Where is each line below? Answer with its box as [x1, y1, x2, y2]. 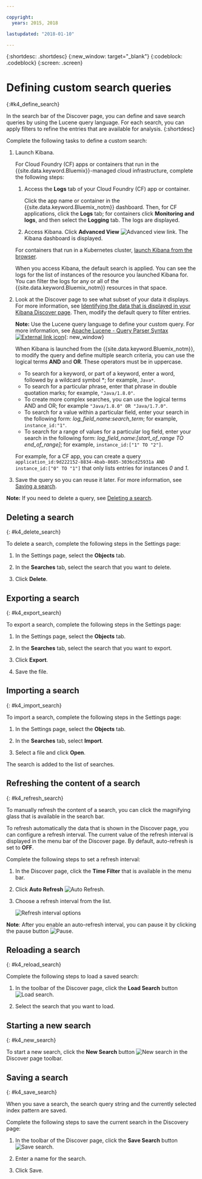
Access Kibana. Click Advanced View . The [24, 229, 189, 236]
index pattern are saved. [6, 1107, 67, 1114]
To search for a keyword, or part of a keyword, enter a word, [24, 370, 175, 377]
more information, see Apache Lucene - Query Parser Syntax [15, 327, 169, 334]
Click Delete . [15, 576, 48, 583]
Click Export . [15, 656, 49, 663]
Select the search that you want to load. [15, 1003, 115, 1010]
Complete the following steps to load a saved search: [6, 973, 140, 980]
